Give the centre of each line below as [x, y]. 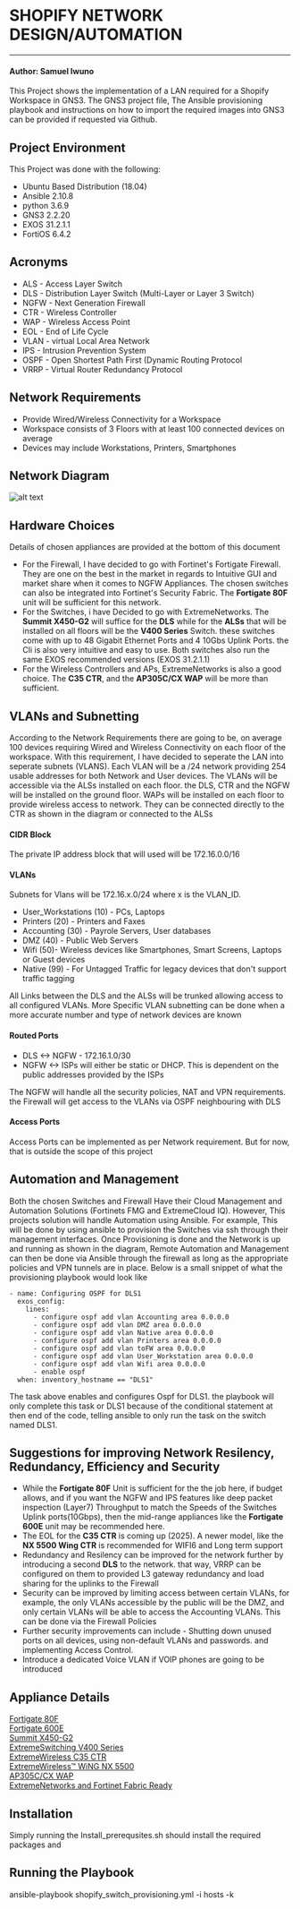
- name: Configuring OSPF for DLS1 [75, 1293]
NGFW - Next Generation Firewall [83, 303]
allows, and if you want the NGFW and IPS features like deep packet [147, 1498]
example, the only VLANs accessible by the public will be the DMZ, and [153, 1603]
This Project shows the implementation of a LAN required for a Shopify [139, 91]
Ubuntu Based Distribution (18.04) [84, 186]
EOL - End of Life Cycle [65, 331]
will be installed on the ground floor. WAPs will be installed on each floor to [147, 795]
